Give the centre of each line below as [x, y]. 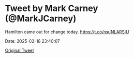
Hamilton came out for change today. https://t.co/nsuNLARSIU [67, 32]
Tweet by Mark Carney [52, 8]
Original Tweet [20, 50]
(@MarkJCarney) [41, 18]
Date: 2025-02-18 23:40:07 [32, 41]
